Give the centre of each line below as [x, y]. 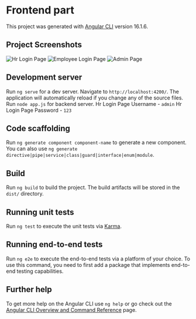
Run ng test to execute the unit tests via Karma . [64, 226]
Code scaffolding [38, 128]
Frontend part [40, 10]
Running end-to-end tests [54, 244]
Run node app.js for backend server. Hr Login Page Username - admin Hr [94, 104]
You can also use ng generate [42, 149]
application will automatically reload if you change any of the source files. [94, 98]
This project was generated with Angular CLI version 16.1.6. [77, 26]
